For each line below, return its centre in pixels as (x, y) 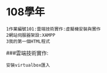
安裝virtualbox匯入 (28, 65)
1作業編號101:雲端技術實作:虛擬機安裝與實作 (53, 29)
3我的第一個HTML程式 (28, 41)
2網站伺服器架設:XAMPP (31, 35)
